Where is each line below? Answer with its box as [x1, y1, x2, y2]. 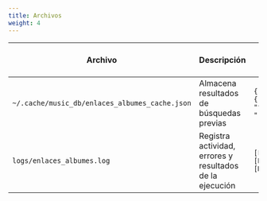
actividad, [199, 140, 236, 151]
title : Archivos [8, 11, 62, 20]
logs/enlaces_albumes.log [12, 156, 110, 165]
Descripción [199, 54, 246, 65]
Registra [199, 130, 230, 141]
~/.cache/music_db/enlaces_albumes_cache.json [12, 99, 192, 107]
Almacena [199, 77, 237, 88]
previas [199, 117, 226, 128]
